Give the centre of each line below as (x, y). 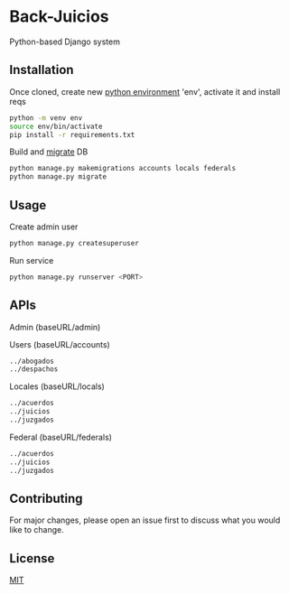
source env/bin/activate (56, 126)
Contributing (46, 498)
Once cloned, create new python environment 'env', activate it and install (145, 91)
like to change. (37, 530)
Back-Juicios (60, 17)
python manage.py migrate (58, 177)
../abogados (32, 361)
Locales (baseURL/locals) (57, 386)
